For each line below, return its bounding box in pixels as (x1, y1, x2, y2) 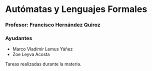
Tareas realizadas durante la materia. (5, 61, 81, 67)
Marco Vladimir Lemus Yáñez (12, 46, 73, 52)
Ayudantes (5, 35, 32, 42)
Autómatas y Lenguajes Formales (5, 3, 147, 15)
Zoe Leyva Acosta (12, 51, 50, 57)
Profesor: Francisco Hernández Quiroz (5, 21, 101, 28)
